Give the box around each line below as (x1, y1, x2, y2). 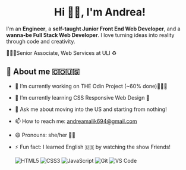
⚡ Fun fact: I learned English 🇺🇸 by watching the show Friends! (14, 143, 171, 150)
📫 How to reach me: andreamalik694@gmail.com (14, 118, 137, 125)
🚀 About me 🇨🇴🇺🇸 (6, 67, 80, 77)
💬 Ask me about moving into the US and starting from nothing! (14, 106, 168, 113)
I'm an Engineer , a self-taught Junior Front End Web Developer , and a (6, 25, 181, 32)
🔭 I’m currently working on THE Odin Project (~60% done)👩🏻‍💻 (14, 82, 168, 89)
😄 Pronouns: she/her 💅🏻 (14, 131, 76, 138)
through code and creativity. (6, 38, 75, 45)
